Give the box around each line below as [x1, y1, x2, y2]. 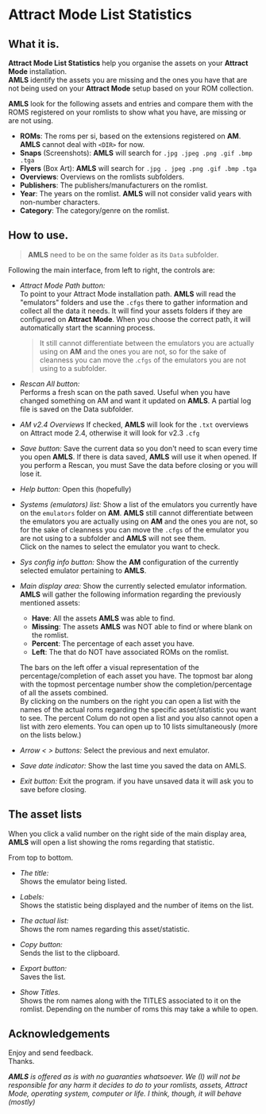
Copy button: [19, 939, 64, 949]
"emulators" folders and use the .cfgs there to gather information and [19, 297, 249, 307]
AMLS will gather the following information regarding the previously [19, 590, 241, 599]
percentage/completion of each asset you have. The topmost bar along [19, 671, 253, 680]
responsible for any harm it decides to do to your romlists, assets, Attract [8, 1081, 248, 1090]
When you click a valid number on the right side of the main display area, [8, 829, 247, 838]
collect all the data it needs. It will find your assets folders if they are [19, 306, 243, 315]
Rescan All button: [19, 379, 80, 389]
